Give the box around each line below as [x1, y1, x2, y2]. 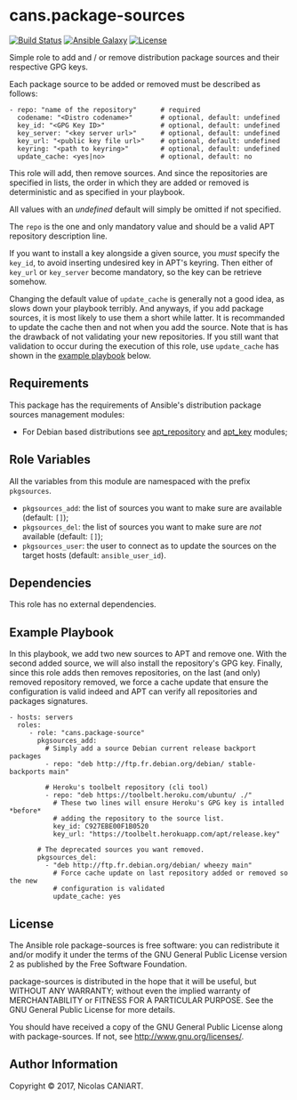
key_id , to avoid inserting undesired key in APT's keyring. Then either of [9, 257, 274, 268]
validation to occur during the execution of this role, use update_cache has [9, 340, 279, 352]
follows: [9, 88, 38, 99]
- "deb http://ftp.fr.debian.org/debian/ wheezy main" [44, 861, 253, 870]
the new [9, 877, 38, 886]
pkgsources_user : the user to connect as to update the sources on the [21, 540, 277, 551]
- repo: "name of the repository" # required [9, 105, 201, 114]
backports [9, 767, 46, 777]
